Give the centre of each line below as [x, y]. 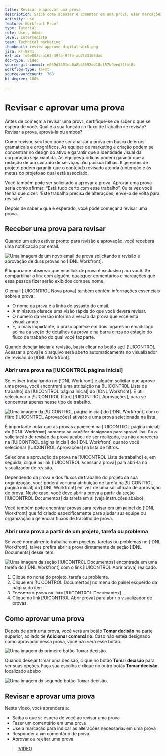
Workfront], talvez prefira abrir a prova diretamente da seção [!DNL [74, 547]
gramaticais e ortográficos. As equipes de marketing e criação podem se [79, 147]
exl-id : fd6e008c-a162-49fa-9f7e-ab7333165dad [54, 56]
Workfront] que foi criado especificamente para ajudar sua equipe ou [76, 513]
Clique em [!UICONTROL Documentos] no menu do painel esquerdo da [84, 582]
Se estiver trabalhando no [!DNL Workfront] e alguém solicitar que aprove [80, 381]
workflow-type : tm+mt [27, 70]
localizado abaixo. [23, 671]
